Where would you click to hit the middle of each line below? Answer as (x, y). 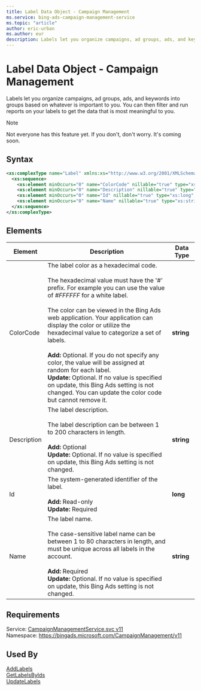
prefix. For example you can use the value (106, 288)
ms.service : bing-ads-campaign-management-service (71, 17)
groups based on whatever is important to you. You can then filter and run (97, 105)
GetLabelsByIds (26, 675)
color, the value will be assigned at (96, 363)
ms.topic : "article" (32, 23)
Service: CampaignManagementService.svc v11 (65, 629)
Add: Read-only (70, 501)
